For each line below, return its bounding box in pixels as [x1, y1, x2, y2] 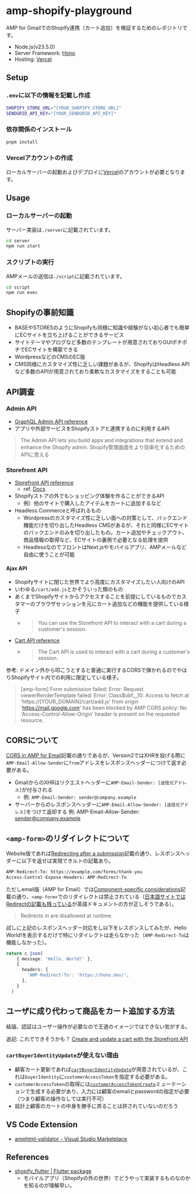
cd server [6, 238, 30, 244]
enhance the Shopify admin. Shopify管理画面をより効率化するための [20, 443, 185, 450]
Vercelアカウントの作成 [6, 154, 73, 162]
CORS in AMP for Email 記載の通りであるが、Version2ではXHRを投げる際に [6, 752, 186, 759]
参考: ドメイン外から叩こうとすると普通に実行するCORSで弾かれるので [6, 666, 177, 674]
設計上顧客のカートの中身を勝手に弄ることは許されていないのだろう [14, 1102, 178, 1109]
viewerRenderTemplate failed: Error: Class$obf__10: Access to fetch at [20, 692, 190, 699]
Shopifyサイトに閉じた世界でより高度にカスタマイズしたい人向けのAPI [14, 579, 185, 586]
